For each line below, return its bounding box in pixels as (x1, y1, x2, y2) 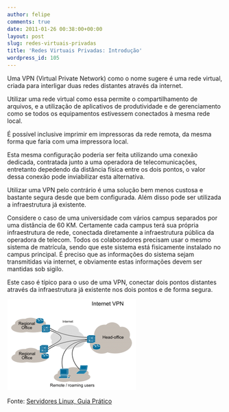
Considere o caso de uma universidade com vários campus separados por (7, 214, 218, 222)
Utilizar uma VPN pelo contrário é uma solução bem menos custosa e (7, 185, 204, 194)
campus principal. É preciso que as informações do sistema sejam (7, 250, 194, 258)
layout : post (7, 33, 45, 40)
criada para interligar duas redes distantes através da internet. (7, 81, 183, 89)
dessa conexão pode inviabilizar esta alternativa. (7, 172, 145, 181)
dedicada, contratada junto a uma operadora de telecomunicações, (7, 158, 197, 166)
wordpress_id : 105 (7, 55, 60, 62)
